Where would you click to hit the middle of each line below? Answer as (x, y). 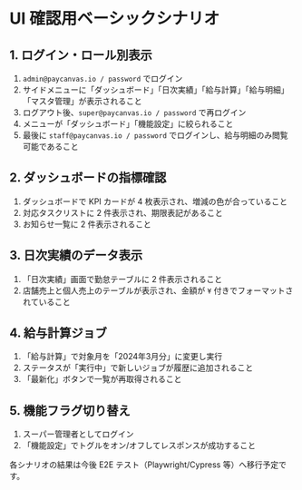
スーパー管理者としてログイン (78, 434)
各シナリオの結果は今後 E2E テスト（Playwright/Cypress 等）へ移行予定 (144, 465)
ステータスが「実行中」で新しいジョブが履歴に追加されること (138, 367)
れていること (46, 301)
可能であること (50, 147)
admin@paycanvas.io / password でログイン (102, 78)
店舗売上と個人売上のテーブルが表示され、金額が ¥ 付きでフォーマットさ (158, 290)
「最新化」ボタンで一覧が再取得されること (102, 379)
